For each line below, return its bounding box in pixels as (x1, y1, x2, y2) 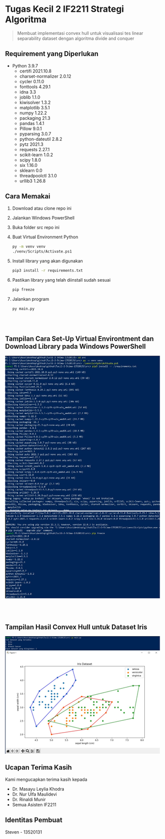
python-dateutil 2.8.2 (19, 136, 62, 142)
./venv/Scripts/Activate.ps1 (12, 249, 72, 254)
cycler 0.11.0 (19, 78, 44, 84)
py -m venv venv (12, 244, 46, 249)
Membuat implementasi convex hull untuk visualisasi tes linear (17, 30, 143, 36)
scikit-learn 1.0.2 (19, 152, 53, 158)
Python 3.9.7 (12, 63, 38, 68)
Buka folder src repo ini (12, 224, 60, 230)
